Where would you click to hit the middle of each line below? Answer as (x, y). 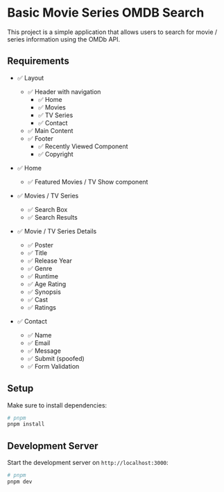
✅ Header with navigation (64, 91)
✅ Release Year (50, 261)
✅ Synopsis (44, 292)
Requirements (38, 61)
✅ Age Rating (47, 284)
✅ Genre (40, 268)
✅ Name (40, 335)
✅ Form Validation (53, 366)
